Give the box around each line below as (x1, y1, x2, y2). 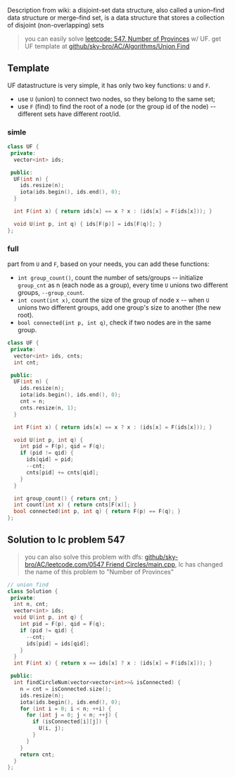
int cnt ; (13, 359, 39, 366)
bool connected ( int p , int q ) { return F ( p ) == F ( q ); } (13, 508, 182, 515)
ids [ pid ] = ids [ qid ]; (25, 640, 90, 647)
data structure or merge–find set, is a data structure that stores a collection (7, 13, 225, 22)
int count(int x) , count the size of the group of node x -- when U (17, 296, 210, 305)
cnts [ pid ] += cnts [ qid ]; (25, 469, 99, 476)
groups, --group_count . (17, 289, 85, 297)
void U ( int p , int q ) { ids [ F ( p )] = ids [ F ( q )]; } (13, 220, 163, 227)
